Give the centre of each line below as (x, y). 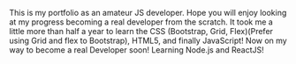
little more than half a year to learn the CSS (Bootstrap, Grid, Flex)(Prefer (141, 31)
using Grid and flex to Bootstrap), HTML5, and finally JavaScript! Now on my (148, 40)
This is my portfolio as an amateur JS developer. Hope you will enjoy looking (148, 13)
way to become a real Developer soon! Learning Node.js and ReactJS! (137, 50)
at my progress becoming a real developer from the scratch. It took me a (141, 22)
